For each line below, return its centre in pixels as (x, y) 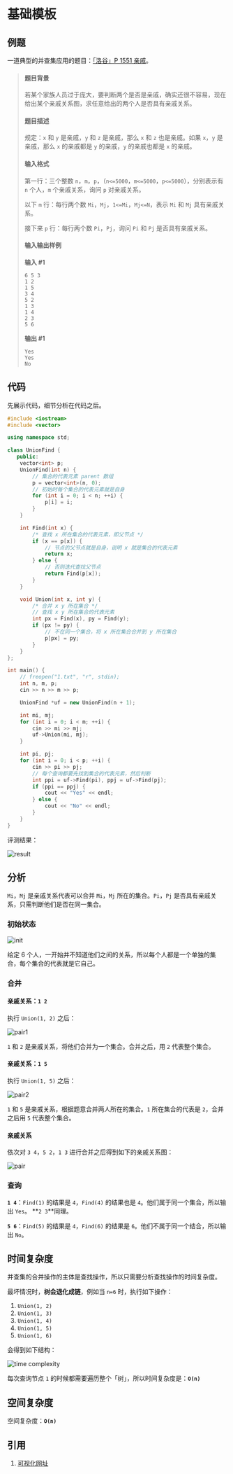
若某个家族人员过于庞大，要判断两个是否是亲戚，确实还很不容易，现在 (125, 95)
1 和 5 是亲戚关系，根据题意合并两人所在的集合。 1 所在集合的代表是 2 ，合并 (116, 1109)
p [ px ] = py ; (62, 638)
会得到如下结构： (32, 1350)
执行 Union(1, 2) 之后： (42, 1018)
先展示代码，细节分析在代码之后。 (56, 405)
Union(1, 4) (35, 1321)
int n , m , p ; (39, 683)
